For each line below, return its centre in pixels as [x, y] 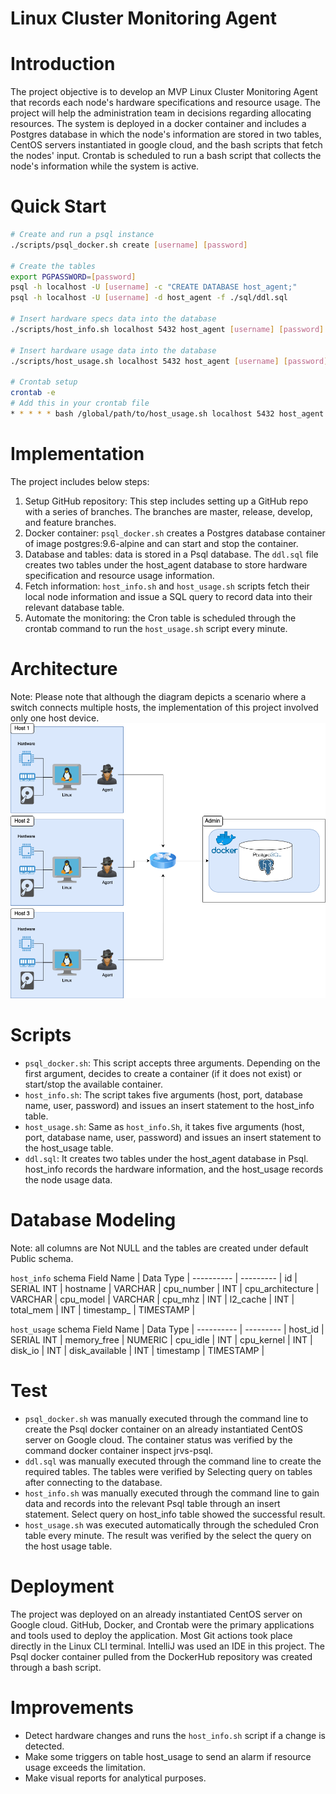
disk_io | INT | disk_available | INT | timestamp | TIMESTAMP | [137, 1350]
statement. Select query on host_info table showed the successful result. [175, 1514]
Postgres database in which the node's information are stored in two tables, [166, 134]
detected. [44, 1746]
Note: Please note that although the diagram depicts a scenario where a [158, 696]
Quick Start [58, 206]
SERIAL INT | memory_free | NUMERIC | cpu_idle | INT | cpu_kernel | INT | [161, 1339]
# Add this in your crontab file [80, 403]
